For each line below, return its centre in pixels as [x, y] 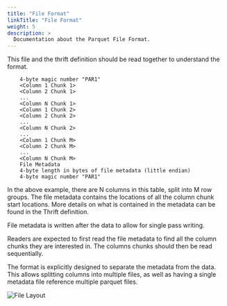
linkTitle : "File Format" [44, 20]
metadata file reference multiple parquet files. [73, 282]
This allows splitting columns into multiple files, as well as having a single [112, 275]
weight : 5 [22, 26]
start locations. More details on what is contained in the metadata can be [111, 204]
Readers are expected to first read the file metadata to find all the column [112, 239]
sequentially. [25, 254]
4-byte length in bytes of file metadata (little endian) [105, 171]
